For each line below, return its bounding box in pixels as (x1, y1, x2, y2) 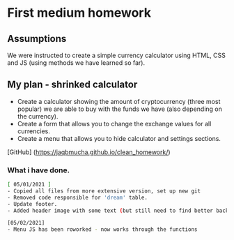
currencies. (17, 127, 51, 135)
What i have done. (7, 165, 70, 175)
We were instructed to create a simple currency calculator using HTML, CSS (7, 51, 226, 59)
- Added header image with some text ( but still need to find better (7, 207, 214, 214)
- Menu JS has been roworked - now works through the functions (7, 226, 198, 233)
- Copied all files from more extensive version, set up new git (7, 187, 201, 195)
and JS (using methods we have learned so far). (7, 59, 145, 67)
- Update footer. (7, 200, 58, 207)
